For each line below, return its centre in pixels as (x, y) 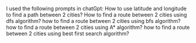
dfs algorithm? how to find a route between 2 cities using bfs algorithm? (94, 21)
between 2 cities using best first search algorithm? (68, 34)
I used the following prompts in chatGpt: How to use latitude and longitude (97, 9)
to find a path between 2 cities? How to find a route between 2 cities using (97, 15)
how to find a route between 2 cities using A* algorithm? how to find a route (98, 27)
